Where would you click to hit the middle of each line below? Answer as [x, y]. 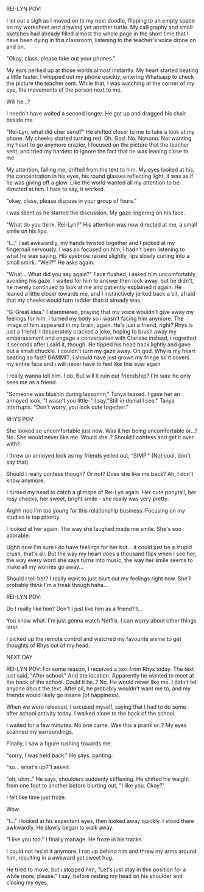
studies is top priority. [33, 517]
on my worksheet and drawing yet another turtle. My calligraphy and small [100, 27]
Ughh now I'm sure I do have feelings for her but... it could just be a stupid [99, 547]
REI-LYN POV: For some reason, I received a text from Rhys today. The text [100, 669]
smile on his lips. [27, 231]
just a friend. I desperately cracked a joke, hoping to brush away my [91, 331]
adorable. [18, 535]
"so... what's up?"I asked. [38, 767]
